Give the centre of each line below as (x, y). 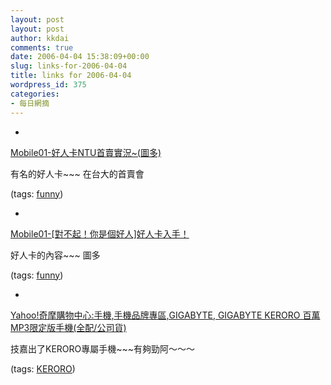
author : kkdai (40, 38)
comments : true (42, 47)
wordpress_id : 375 (48, 85)
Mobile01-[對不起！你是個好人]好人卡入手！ (100, 233)
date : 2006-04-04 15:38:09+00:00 (80, 57)
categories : (35, 94)
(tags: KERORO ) (43, 368)
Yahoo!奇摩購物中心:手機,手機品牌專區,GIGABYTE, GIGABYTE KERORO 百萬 (165, 315)
